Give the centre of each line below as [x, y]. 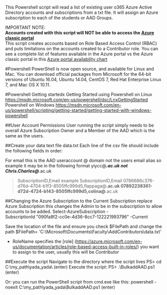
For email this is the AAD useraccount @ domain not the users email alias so [83, 160]
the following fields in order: [34, 151]
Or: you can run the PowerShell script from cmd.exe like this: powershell [79, 282]
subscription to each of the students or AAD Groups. [59, 18]
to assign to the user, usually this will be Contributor [66, 252]
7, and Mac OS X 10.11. [28, 85]
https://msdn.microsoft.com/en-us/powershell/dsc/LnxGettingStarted [77, 100]
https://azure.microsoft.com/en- [109, 241]
